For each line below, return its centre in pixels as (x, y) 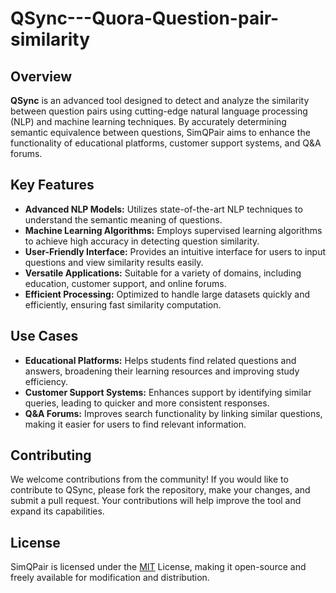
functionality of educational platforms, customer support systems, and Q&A (166, 143)
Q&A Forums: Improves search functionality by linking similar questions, (173, 413)
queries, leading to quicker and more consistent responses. (147, 403)
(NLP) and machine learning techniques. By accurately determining (148, 121)
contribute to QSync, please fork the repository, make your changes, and (160, 490)
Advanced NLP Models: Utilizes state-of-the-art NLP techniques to (163, 209)
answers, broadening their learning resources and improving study (162, 371)
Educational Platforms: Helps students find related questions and (160, 360)
